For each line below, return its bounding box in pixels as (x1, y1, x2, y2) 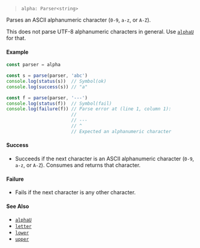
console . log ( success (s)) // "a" (6, 83, 88, 90)
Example (6, 48, 29, 56)
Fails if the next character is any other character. (15, 189, 136, 196)
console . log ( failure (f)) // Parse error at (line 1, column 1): (6, 106, 172, 112)
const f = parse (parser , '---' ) (6, 94, 88, 101)
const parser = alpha (6, 62, 61, 68)
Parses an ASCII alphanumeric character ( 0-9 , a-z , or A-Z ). (6, 16, 151, 24)
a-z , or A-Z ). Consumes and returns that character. (15, 162, 141, 169)
